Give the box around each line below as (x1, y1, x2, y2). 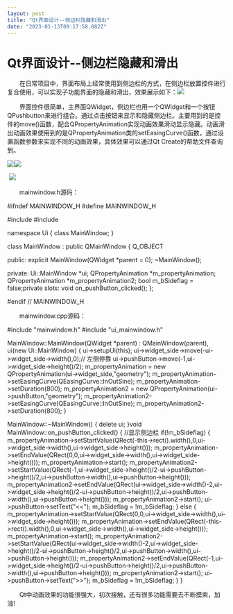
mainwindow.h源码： (19, 188, 79, 196)
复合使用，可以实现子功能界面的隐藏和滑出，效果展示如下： (7, 88, 178, 96)
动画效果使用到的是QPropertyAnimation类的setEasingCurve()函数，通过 (12, 129, 218, 137)
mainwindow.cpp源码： (19, 312, 87, 320)
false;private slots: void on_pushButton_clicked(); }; (7, 284, 154, 292)
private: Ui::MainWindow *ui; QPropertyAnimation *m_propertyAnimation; (7, 269, 216, 278)
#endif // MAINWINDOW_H (7, 298, 85, 306)
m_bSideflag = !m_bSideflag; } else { (92, 502, 197, 511)
